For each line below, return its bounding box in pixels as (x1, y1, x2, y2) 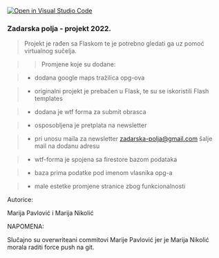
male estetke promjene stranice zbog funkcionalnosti (34, 182, 186, 190)
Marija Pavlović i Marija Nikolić (7, 209, 95, 217)
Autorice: (7, 196, 33, 204)
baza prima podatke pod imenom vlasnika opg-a (34, 169, 173, 177)
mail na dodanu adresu (34, 142, 100, 150)
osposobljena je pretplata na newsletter (34, 121, 147, 129)
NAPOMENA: (7, 222, 45, 231)
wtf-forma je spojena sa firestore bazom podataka (34, 156, 178, 164)
